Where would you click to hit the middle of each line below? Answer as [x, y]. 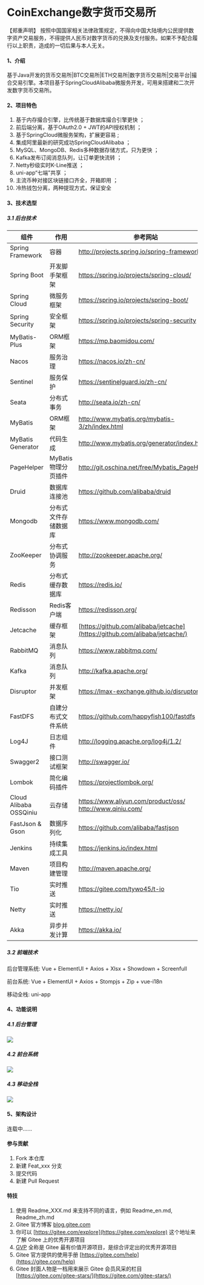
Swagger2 [25, 762]
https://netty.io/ [100, 909]
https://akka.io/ [100, 930]
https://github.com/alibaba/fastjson [129, 827]
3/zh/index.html [101, 426]
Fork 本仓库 [30, 1158]
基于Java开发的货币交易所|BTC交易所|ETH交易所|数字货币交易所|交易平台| [99, 75]
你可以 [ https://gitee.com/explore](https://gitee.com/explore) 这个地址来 [106, 1232]
